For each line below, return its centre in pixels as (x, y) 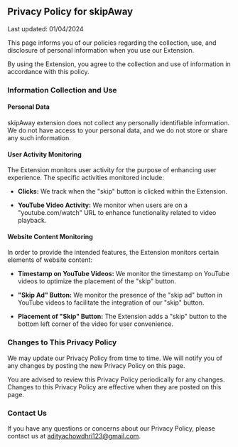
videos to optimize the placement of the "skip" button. (97, 281)
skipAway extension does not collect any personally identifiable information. (118, 122)
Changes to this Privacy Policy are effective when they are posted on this (114, 386)
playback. (32, 221)
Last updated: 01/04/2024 (45, 28)
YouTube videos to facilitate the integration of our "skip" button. (111, 303)
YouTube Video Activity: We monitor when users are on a (103, 205)
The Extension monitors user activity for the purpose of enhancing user (112, 170)
